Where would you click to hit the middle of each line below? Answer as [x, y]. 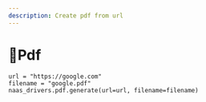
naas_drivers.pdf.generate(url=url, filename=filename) [103, 90]
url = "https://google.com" [55, 76]
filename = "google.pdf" [50, 83]
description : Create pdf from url [66, 16]
